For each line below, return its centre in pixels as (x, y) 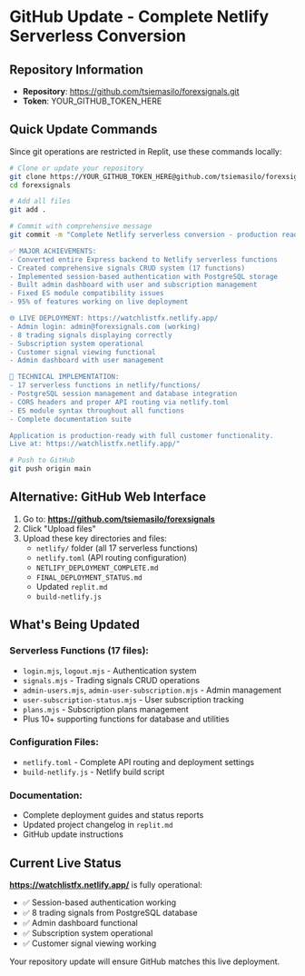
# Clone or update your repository (77, 168)
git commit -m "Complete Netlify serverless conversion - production (144, 235)
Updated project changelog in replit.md (98, 825)
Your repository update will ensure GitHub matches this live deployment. (145, 961)
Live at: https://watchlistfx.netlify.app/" (95, 444)
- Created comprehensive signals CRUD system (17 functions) (128, 268)
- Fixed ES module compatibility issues (87, 294)
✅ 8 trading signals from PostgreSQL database (110, 912)
